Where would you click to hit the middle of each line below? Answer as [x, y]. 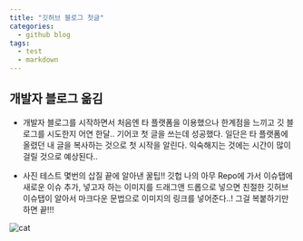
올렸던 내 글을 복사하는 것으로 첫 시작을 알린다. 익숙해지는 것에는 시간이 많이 [157, 145]
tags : [20, 43]
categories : [32, 26]
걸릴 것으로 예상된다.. [60, 156]
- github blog [44, 34]
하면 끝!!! [38, 209]
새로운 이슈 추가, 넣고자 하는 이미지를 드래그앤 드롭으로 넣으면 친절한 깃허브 [156, 187]
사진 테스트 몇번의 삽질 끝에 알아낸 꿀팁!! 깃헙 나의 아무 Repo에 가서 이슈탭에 [157, 175]
